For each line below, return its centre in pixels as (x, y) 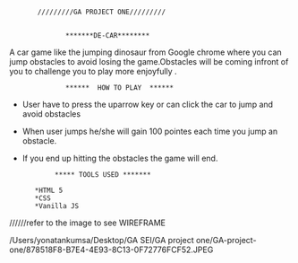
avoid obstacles (51, 114)
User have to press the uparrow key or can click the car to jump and (148, 104)
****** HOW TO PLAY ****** (120, 88)
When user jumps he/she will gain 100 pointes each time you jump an (150, 131)
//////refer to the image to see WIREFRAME (87, 223)
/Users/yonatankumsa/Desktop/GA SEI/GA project (102, 240)
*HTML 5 (49, 190)
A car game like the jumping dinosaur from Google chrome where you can (145, 52)
